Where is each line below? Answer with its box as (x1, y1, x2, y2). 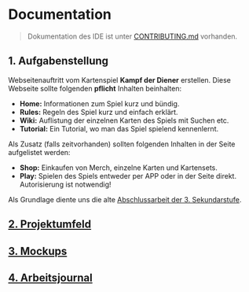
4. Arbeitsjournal (8, 271, 93, 284)
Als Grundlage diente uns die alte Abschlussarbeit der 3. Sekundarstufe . (8, 194, 242, 204)
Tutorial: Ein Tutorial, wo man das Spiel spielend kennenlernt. (19, 124, 219, 133)
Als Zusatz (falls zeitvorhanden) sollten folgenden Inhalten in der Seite (8, 139, 236, 149)
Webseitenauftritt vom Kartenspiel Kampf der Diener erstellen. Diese (8, 75, 232, 84)
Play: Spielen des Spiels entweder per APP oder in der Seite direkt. (19, 171, 237, 180)
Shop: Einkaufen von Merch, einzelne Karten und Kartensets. (19, 163, 218, 172)
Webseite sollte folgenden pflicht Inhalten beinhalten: (8, 83, 182, 93)
